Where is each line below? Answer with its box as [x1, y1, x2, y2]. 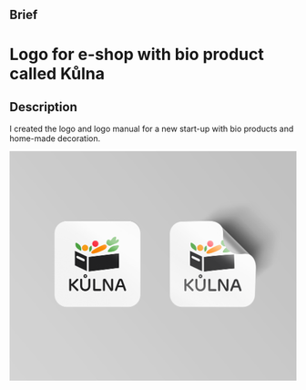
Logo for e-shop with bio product [9, 44, 264, 65]
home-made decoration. [9, 133, 101, 144]
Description [9, 99, 77, 115]
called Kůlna [9, 63, 106, 84]
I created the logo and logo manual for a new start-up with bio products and [9, 123, 294, 135]
